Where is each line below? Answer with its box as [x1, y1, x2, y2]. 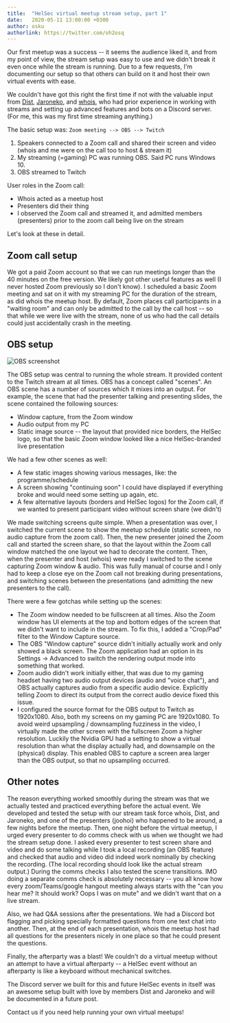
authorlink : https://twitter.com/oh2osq [7, 29, 125, 36]
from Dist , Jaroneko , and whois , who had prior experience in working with [7, 97, 216, 106]
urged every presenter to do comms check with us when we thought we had [7, 831, 223, 839]
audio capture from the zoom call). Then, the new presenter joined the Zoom [7, 532, 224, 541]
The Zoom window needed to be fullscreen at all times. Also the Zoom [16, 610, 216, 618]
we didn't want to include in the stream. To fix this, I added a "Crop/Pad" [16, 625, 222, 633]
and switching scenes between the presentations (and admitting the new [7, 576, 214, 585]
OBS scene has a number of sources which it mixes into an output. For [7, 385, 207, 393]
